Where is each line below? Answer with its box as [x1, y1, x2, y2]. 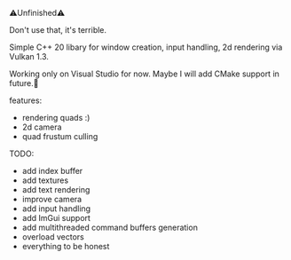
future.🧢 [9, 78, 39, 88]
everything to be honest [21, 241, 110, 251]
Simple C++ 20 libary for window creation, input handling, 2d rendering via [9, 42, 283, 52]
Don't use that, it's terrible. [9, 25, 107, 35]
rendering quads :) [21, 113, 90, 122]
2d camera [21, 122, 62, 132]
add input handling [21, 203, 91, 214]
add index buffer [21, 166, 83, 176]
